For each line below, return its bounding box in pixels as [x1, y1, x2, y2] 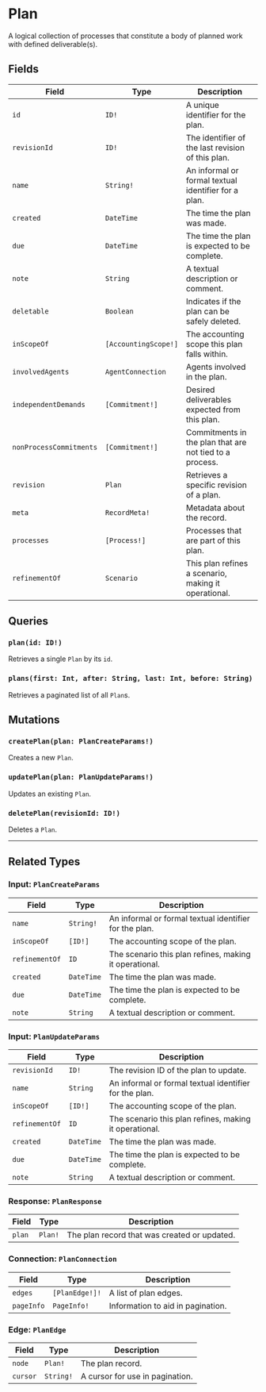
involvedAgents [12, 367, 70, 376]
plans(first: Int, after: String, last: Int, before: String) [8, 674, 253, 683]
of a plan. [185, 489, 221, 500]
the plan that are [185, 436, 247, 448]
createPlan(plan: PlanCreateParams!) [8, 737, 154, 746]
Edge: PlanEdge [8, 1324, 66, 1335]
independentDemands [12, 400, 85, 409]
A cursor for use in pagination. [80, 1371, 193, 1382]
